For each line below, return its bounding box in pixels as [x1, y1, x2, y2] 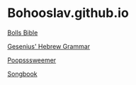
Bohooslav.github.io [7, 5, 129, 21]
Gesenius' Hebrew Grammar [7, 42, 91, 50]
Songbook [7, 69, 38, 78]
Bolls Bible [7, 28, 38, 37]
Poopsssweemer [7, 55, 57, 64]
